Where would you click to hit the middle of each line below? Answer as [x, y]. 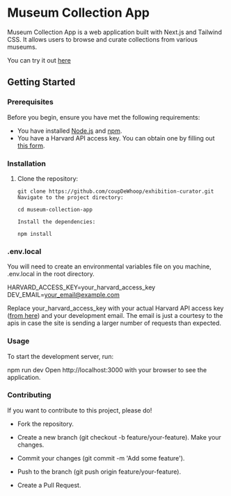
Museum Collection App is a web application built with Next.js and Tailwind [115, 32]
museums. [22, 47]
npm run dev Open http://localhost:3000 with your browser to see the [107, 369]
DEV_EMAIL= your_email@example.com [63, 295]
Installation [27, 163]
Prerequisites [30, 102]
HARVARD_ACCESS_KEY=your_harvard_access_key [81, 287]
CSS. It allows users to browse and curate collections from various [103, 39]
